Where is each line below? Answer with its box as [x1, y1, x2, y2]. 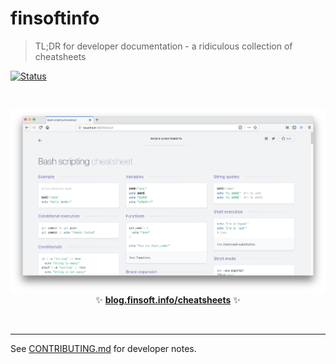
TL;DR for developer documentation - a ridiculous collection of [34, 40, 293, 52]
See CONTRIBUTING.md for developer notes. [10, 343, 197, 355]
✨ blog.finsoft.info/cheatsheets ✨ [95, 294, 241, 306]
